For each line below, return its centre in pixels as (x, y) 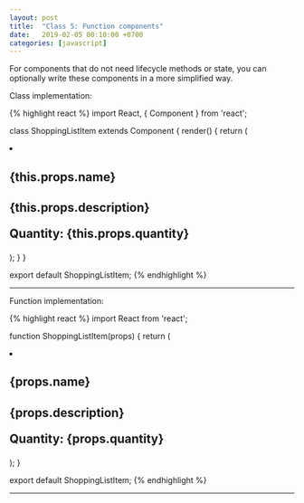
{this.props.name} (62, 177)
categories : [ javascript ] (58, 43)
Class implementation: (51, 96)
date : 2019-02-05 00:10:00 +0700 (76, 34)
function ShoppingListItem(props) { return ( (90, 337)
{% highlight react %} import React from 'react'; (99, 318)
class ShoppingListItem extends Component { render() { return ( (128, 131)
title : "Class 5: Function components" (87, 26)
